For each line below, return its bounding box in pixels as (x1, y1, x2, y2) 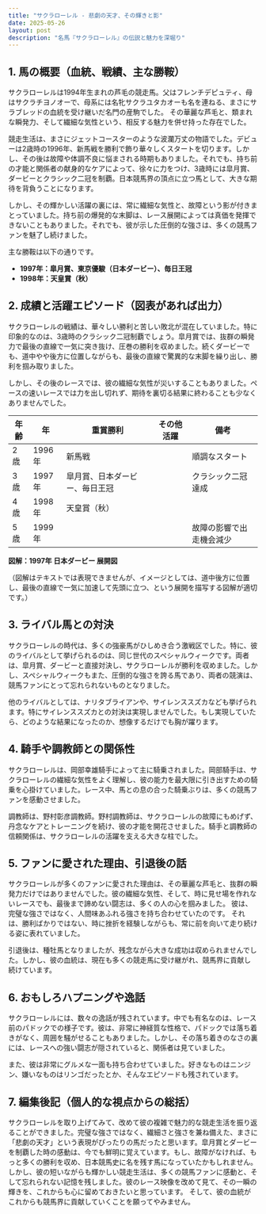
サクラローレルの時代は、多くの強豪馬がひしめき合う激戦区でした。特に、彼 (8, 640, 258, 650)
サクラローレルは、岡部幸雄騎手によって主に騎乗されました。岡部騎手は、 (8, 765, 251, 774)
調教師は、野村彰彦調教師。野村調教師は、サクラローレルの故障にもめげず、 (8, 811, 258, 821)
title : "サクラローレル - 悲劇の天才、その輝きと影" (8, 11, 163, 20)
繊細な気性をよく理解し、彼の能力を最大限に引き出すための (56, 774, 251, 785)
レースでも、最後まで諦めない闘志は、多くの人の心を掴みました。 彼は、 (14, 899, 253, 908)
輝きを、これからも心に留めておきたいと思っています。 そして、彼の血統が (8, 1186, 252, 1197)
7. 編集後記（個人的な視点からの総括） (8, 1095, 196, 1109)
